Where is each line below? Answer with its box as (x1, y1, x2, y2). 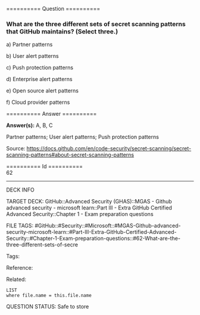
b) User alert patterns (6, 52, 59, 60)
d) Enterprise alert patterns (6, 76, 73, 83)
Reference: (6, 264, 33, 271)
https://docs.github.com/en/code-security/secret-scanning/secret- (26, 145, 192, 152)
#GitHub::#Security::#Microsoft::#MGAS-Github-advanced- (35, 222, 181, 229)
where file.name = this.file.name (6, 292, 92, 299)
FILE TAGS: (6, 222, 34, 229)
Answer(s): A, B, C (6, 122, 53, 129)
